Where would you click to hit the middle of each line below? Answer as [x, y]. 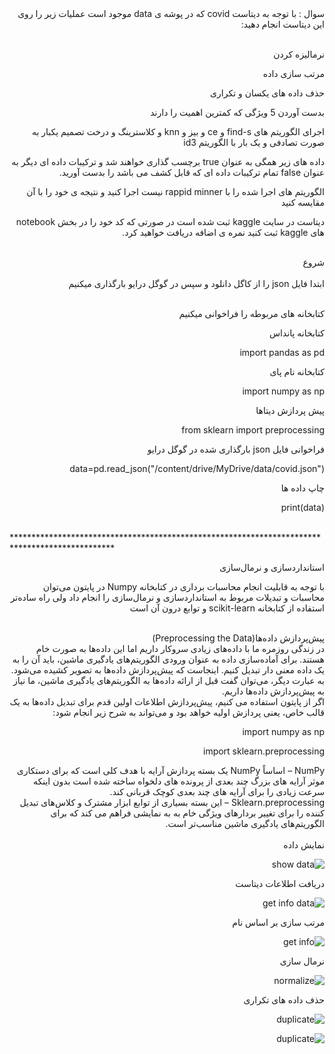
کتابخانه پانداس [296, 333]
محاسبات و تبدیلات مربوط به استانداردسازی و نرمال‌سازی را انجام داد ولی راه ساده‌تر [167, 597]
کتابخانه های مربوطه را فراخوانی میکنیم [251, 313]
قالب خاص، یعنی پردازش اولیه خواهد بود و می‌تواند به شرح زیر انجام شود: [188, 712]
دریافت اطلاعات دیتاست [280, 883]
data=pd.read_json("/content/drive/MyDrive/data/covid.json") [197, 468]
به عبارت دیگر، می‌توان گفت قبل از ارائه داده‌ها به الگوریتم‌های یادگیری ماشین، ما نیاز [169, 680]
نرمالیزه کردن [299, 54]
